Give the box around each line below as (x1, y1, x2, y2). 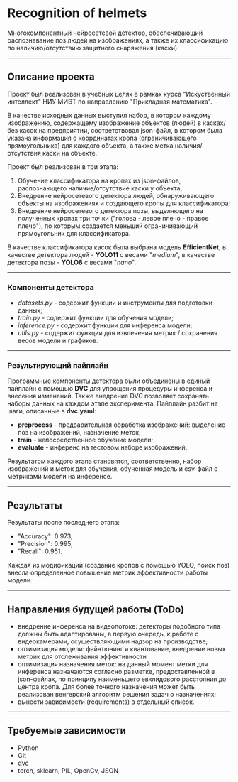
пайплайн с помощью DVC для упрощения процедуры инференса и (7, 384, 213, 393)
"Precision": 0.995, (17, 540, 73, 548)
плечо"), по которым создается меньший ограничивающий (17, 222, 198, 230)
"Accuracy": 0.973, (17, 532, 73, 541)
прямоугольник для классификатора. (17, 229, 131, 237)
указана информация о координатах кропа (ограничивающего (7, 134, 197, 142)
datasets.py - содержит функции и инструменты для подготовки (17, 298, 212, 307)
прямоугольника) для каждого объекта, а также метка (7, 141, 174, 150)
